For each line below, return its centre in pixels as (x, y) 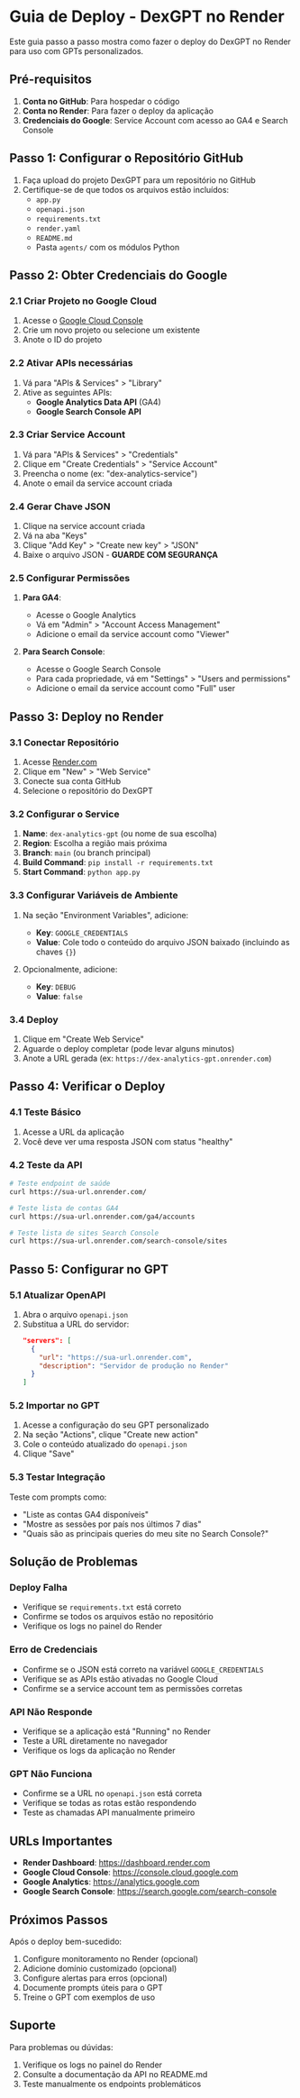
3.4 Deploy (34, 1019)
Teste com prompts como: (58, 1497)
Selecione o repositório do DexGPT (87, 791)
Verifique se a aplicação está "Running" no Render (116, 1731)
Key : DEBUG (56, 986)
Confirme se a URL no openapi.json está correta (112, 1793)
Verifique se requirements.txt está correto (102, 1607)
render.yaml (58, 228)
